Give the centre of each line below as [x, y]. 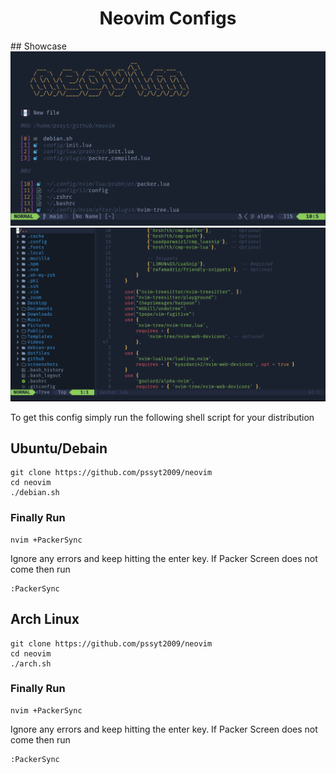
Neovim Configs [168, 18]
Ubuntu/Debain [59, 448]
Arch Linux [45, 619]
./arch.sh [31, 663]
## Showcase [38, 46]
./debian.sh [35, 493]
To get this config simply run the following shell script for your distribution [162, 417]
